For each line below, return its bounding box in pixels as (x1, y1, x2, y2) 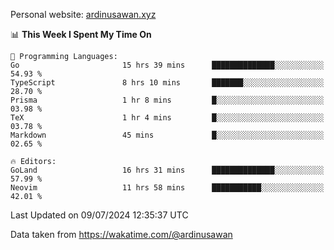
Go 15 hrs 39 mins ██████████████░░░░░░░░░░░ (10, 60, 325, 70)
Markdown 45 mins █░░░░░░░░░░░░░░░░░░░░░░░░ (10, 130, 325, 140)
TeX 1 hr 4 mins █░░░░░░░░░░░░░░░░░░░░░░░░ (10, 113, 325, 123)
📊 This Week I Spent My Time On (10, 29, 152, 40)
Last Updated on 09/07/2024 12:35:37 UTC (10, 209, 189, 221)
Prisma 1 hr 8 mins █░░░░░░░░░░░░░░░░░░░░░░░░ (10, 95, 325, 105)
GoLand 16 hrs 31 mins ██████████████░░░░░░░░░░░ (10, 165, 325, 175)
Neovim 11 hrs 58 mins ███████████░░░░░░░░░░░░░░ (10, 183, 325, 193)
